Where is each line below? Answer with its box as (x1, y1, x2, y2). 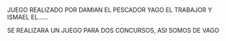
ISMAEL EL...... (7, 13, 49, 21)
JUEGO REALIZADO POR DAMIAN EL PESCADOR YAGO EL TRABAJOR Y (7, 6, 212, 14)
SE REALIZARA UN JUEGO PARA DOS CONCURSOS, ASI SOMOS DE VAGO (7, 27, 220, 34)
